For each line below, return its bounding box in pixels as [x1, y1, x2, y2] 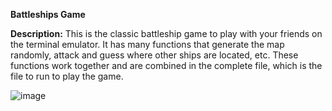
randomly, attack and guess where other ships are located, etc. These [10, 49, 299, 61]
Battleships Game [10, 9, 86, 20]
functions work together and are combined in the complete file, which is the [10, 60, 323, 71]
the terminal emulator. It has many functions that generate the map [10, 39, 285, 50]
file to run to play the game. [10, 70, 124, 82]
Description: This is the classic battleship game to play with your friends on [10, 28, 323, 39]
